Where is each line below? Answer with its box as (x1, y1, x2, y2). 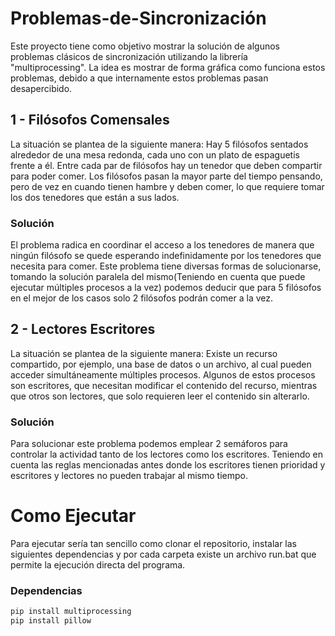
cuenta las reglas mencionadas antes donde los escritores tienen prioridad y (10, 459, 326, 471)
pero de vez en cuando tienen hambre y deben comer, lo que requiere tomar (10, 180, 325, 192)
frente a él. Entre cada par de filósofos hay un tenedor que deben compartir (10, 159, 323, 171)
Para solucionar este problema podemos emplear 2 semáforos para (10, 438, 288, 450)
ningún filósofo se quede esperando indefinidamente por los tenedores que (10, 250, 322, 262)
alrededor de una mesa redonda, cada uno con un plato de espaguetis (10, 148, 300, 161)
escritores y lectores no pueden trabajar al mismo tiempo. (10, 470, 248, 482)
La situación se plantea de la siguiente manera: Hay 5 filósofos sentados (10, 138, 309, 150)
